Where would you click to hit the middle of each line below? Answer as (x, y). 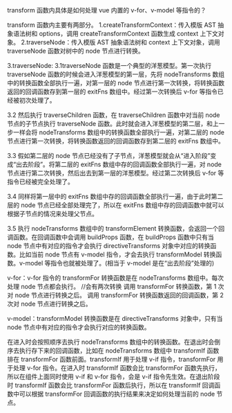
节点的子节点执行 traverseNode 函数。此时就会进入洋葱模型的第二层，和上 (113, 124)
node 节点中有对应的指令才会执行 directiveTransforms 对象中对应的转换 (109, 246)
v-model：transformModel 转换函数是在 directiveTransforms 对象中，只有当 (115, 318)
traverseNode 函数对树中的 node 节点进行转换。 (76, 51)
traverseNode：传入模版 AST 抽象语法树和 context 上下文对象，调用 (124, 42)
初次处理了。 (37, 100)
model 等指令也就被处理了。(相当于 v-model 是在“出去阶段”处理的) (120, 263)
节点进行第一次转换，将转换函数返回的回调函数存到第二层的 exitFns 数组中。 (116, 141)
